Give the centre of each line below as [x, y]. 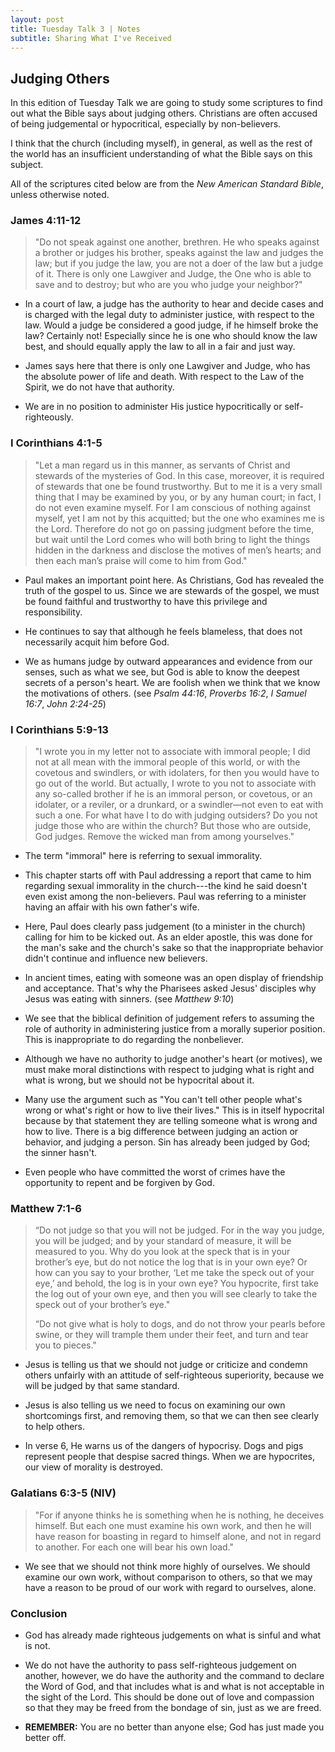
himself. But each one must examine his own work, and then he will [173, 1525]
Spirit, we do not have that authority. [99, 387]
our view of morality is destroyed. [93, 1467]
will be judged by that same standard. [102, 1386]
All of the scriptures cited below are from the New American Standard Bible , [167, 184]
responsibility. [53, 612]
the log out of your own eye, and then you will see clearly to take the [176, 1294]
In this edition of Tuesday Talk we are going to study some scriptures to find [166, 103]
